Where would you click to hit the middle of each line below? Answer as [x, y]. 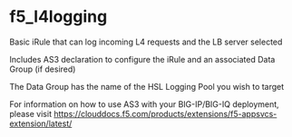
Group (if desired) [43, 69]
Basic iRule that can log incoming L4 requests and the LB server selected [146, 42]
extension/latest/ [41, 123]
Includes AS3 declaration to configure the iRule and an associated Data [142, 59]
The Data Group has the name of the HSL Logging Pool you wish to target [147, 86]
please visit [31, 113]
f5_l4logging [58, 17]
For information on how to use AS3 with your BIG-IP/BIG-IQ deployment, [144, 104]
